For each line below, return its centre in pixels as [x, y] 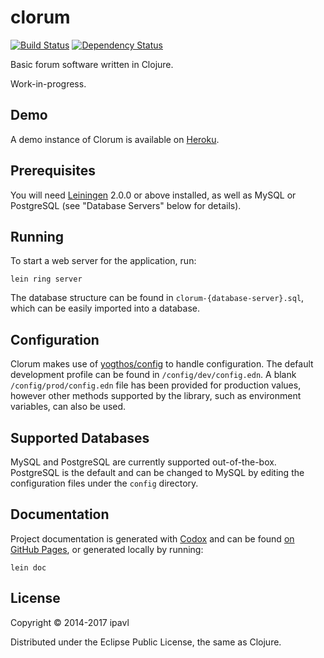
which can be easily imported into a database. [105, 308]
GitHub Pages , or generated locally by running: [107, 549]
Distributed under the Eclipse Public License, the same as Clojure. [146, 642]
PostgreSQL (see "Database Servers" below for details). [126, 205]
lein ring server [46, 279]
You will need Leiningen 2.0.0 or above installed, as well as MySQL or [153, 195]
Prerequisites [53, 171]
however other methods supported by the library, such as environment [156, 396]
